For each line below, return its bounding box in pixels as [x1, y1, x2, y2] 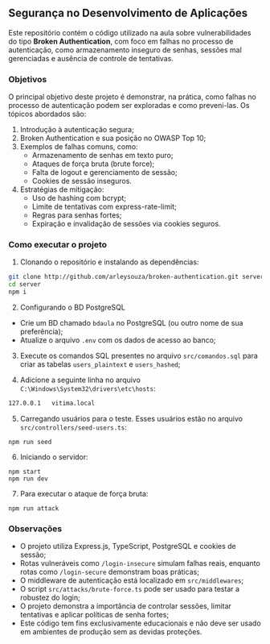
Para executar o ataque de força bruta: [19, 488, 149, 498]
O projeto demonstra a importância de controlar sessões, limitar [19, 601, 231, 611]
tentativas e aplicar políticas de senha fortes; [19, 610, 170, 620]
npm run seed [8, 438, 52, 446]
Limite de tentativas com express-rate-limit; [31, 202, 177, 212]
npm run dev [8, 475, 48, 483]
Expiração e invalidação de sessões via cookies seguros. [31, 219, 221, 229]
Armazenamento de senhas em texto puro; [31, 151, 174, 160]
